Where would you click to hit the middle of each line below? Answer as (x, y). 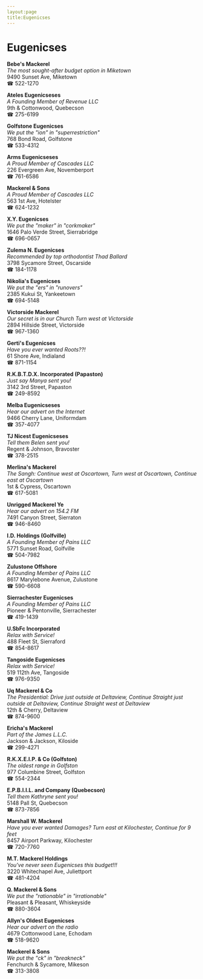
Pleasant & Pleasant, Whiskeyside (49, 903)
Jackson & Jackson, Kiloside (43, 741)
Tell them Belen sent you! (38, 443)
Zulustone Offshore (32, 567)
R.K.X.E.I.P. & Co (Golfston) (42, 759)
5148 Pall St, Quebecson (37, 803)
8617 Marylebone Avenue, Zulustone (53, 580)
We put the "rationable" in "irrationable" (57, 896)
